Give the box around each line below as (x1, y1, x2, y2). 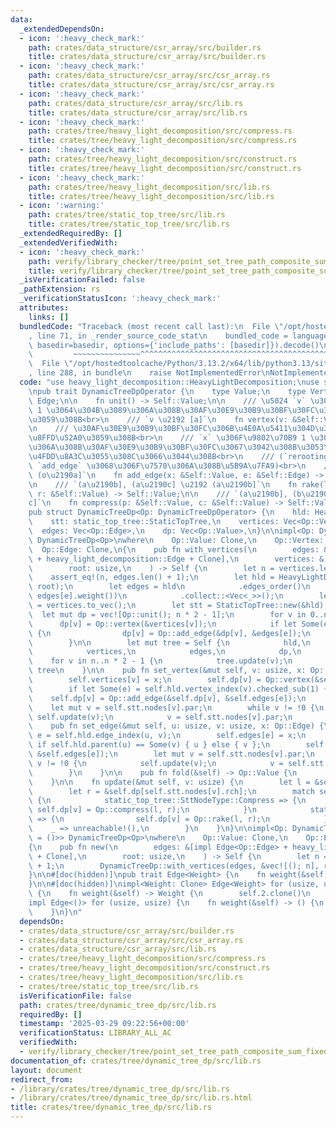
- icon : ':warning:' (19, 201, 105, 211)
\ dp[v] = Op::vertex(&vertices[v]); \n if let (28, 619, 298, 629)
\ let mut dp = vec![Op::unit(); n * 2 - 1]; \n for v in (28, 609, 307, 620)
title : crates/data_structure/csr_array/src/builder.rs (28, 52, 267, 62)
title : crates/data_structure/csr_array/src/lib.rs (28, 107, 248, 118)
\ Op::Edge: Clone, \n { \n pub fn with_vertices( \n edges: (28, 544, 320, 555)
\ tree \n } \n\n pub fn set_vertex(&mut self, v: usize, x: (28, 666, 307, 676)
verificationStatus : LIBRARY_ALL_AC (19, 1028, 172, 1038)
